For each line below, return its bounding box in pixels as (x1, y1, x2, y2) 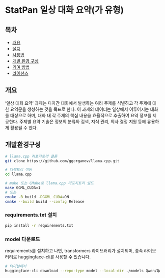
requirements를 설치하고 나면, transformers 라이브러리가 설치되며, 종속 (5, 247, 143, 253)
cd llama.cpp (5, 172, 32, 177)
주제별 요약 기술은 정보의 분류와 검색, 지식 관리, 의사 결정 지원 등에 (19, 119, 146, 124)
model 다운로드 (5, 236, 40, 243)
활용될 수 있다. (10, 124, 38, 130)
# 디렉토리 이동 (5, 167, 32, 172)
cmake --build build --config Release (5, 199, 84, 204)
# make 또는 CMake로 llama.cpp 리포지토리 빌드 (5, 181, 94, 186)
